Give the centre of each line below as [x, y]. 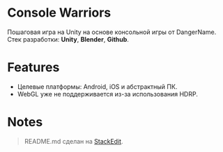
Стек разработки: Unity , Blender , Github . [68, 39]
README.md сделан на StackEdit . [74, 141]
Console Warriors [59, 13]
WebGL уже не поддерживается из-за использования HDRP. [108, 94]
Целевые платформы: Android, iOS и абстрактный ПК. [97, 86]
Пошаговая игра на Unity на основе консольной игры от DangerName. [112, 32]
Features [33, 68]
